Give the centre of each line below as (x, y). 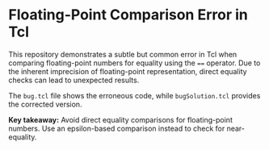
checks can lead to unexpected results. (74, 80)
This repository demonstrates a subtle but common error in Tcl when (123, 54)
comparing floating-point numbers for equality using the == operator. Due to (134, 63)
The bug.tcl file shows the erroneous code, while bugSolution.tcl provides (134, 95)
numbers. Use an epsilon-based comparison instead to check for (117, 128)
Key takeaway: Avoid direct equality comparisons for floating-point (120, 119)
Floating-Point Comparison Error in (128, 15)
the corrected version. (45, 104)
